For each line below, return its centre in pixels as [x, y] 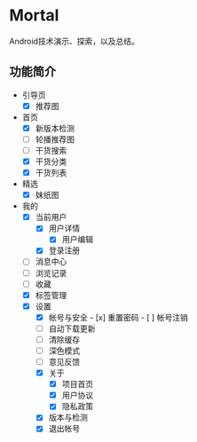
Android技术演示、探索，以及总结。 [74, 41]
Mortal [34, 16]
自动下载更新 [72, 328]
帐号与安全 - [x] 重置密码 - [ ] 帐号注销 [118, 317]
